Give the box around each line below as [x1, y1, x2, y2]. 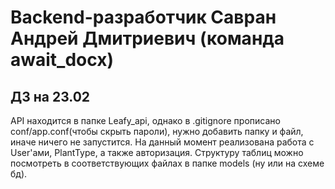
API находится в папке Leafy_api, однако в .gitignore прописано [10, 115, 281, 126]
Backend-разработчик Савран [10, 6, 277, 29]
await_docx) [10, 49, 114, 71]
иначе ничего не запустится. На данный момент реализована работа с [10, 136, 315, 148]
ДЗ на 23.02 [10, 88, 91, 105]
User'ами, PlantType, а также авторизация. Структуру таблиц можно [10, 147, 304, 158]
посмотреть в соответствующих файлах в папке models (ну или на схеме [10, 157, 325, 169]
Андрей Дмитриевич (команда [10, 27, 285, 50]
